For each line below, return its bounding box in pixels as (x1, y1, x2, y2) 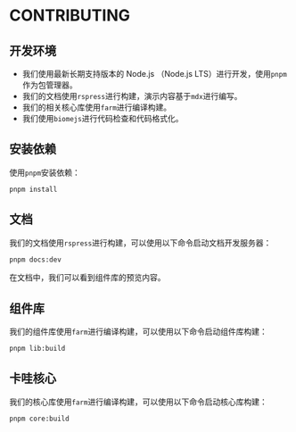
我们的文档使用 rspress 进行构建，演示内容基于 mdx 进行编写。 (21, 91, 243, 101)
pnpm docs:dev (9, 255, 62, 264)
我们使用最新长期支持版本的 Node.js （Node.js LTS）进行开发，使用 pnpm (21, 69, 287, 79)
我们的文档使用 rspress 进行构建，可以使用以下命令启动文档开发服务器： (9, 237, 272, 248)
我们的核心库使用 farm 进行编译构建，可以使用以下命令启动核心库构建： (9, 396, 267, 407)
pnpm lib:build (9, 345, 66, 353)
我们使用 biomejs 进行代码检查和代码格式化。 (21, 113, 184, 123)
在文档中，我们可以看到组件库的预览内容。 (9, 272, 166, 283)
